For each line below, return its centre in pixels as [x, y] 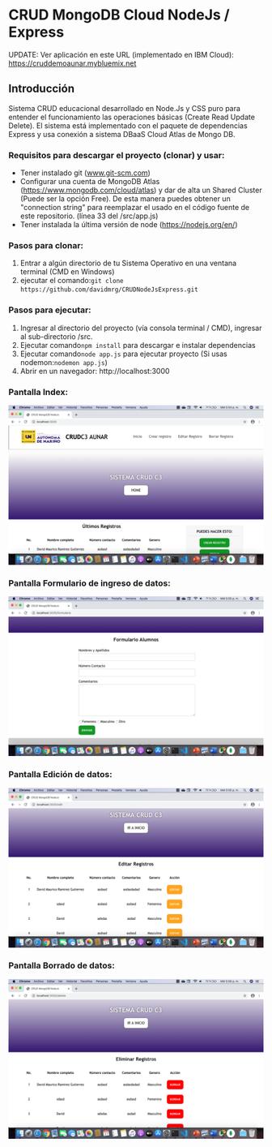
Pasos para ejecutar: [50, 310]
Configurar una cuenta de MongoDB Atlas [90, 182]
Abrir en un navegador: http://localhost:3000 [95, 371]
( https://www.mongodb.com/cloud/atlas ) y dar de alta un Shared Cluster [141, 190]
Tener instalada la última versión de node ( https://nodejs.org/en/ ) [129, 225]
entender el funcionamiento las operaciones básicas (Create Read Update [132, 117]
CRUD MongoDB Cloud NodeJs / [119, 15]
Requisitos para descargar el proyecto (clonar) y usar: [117, 155]
